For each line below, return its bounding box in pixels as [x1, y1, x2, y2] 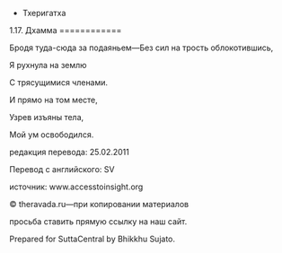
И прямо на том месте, [9, 94, 99, 105]
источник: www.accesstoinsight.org [9, 181, 144, 192]
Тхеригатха [22, 8, 66, 18]
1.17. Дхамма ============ [9, 25, 122, 35]
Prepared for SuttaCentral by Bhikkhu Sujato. [9, 233, 176, 244]
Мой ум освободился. [9, 129, 94, 140]
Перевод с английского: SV [9, 164, 115, 174]
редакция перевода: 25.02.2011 [9, 147, 130, 157]
